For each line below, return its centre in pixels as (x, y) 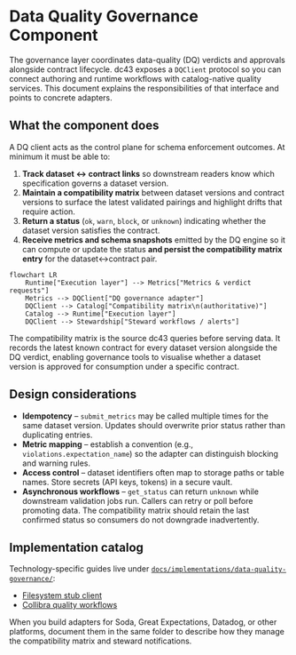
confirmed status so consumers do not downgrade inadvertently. (140, 519)
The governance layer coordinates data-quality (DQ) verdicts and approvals (148, 60)
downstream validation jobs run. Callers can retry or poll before (137, 500)
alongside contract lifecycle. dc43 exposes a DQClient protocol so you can (145, 69)
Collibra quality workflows (70, 605)
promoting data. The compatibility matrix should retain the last (136, 510)
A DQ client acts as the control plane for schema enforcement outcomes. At (147, 147)
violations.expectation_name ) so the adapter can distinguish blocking (150, 453)
